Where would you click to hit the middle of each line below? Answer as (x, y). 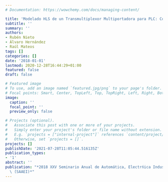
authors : (14, 33)
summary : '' (17, 28)
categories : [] (21, 56)
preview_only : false (31, 111)
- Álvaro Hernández (25, 42)
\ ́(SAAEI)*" (22, 171)
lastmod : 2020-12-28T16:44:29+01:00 (43, 65)
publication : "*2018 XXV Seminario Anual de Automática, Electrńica (78, 167)
